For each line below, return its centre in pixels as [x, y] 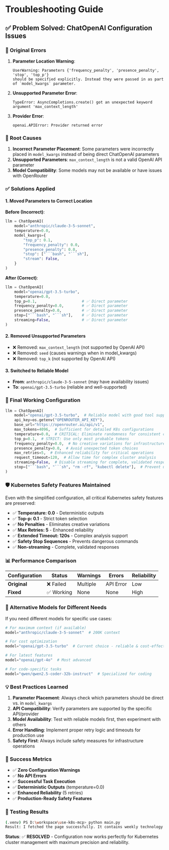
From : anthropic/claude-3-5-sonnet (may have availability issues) [81, 382]
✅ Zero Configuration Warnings [46, 770]
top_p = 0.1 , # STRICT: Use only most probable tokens [72, 439]
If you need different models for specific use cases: [59, 618]
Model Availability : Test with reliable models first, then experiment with [87, 719]
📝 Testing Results [27, 812]
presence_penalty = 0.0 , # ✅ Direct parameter [71, 311]
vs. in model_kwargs [32, 703]
